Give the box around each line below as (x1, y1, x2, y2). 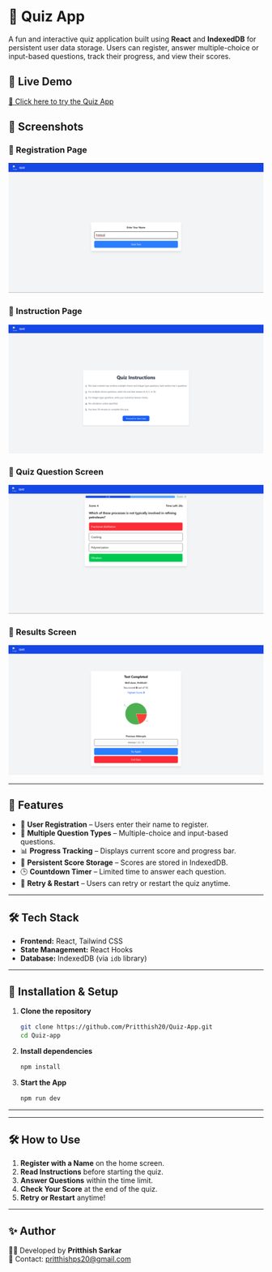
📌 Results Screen (8, 626, 77, 638)
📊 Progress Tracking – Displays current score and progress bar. (19, 846, 236, 856)
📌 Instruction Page (8, 306, 83, 317)
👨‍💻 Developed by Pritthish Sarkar (8, 1245, 122, 1256)
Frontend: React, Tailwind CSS (19, 936, 123, 946)
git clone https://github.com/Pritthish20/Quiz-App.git (19, 1023, 213, 1031)
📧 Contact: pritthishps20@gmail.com (8, 1254, 131, 1264)
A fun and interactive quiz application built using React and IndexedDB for (8, 34, 257, 44)
